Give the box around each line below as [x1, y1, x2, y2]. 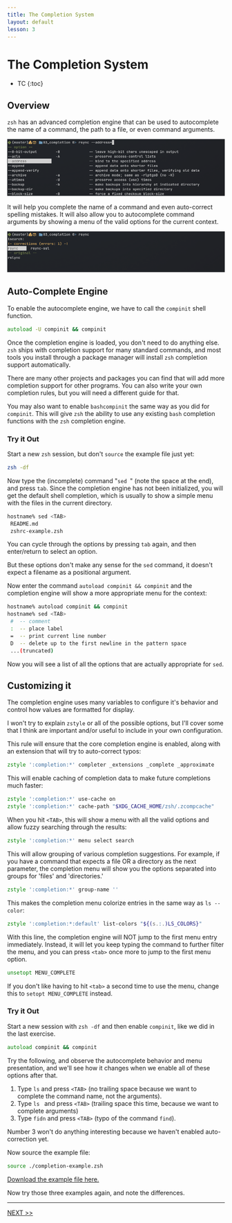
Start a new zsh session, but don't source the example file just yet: [7, 449, 195, 458]
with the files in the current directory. [7, 498, 113, 507]
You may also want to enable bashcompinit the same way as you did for [7, 402, 210, 410]
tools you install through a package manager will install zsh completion [7, 353, 208, 361]
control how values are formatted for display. [7, 706, 135, 714]
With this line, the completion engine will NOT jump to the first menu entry [7, 933, 217, 941]
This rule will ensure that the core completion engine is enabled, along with [7, 740, 221, 748]
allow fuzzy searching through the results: [7, 823, 127, 831]
